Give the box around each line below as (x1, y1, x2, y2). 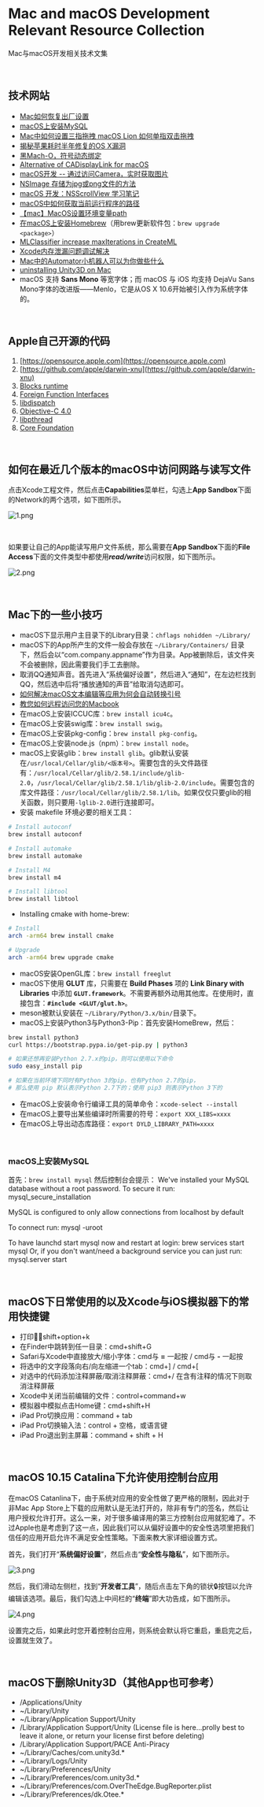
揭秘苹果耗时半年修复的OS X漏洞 (19, 141, 126, 150)
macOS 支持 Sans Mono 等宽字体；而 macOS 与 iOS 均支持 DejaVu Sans (19, 274, 255, 283)
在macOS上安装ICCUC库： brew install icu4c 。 (19, 709, 178, 719)
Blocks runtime (19, 381, 68, 391)
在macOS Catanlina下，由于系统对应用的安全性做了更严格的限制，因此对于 (8, 1493, 250, 1502)
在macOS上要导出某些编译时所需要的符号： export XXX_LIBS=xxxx (19, 1109, 231, 1118)
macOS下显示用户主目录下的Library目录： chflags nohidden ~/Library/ (19, 631, 251, 640)
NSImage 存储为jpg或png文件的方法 (19, 179, 136, 188)
